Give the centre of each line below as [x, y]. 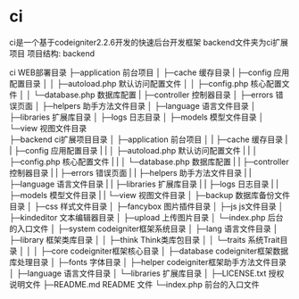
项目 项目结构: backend [52, 53]
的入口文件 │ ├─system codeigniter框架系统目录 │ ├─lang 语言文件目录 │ [144, 228]
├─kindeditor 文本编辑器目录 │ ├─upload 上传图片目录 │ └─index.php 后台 [146, 217]
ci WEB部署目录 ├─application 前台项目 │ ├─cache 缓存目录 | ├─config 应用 [149, 72]
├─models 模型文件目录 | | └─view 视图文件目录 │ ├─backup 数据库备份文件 [149, 195]
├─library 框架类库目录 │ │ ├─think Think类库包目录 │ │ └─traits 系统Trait [145, 239]
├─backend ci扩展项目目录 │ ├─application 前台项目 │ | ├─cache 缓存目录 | [149, 139]
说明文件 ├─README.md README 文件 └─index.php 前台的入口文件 [134, 284]
